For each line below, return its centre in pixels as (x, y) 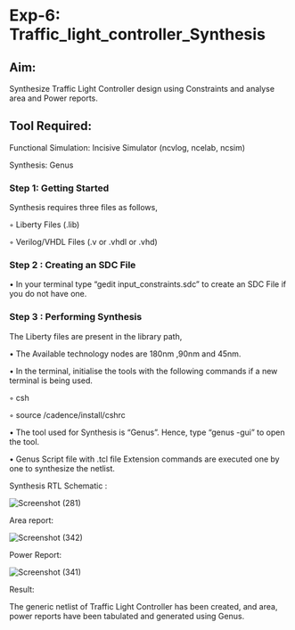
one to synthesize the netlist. (62, 468)
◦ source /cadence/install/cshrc (68, 414)
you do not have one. (48, 294)
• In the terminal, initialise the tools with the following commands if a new (143, 371)
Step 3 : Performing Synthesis (76, 317)
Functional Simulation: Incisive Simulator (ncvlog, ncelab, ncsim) (127, 147)
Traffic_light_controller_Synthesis (137, 34)
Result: (22, 589)
